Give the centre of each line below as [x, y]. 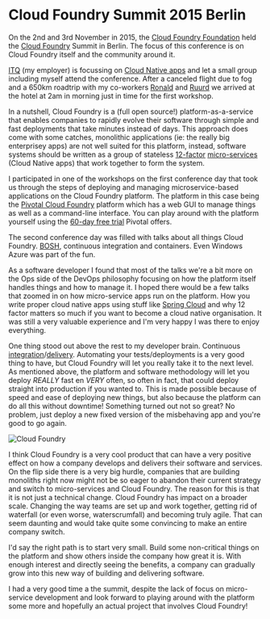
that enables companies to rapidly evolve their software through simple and [134, 120]
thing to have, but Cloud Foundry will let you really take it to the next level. [131, 363]
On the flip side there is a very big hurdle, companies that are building [124, 471]
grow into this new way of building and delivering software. [106, 573]
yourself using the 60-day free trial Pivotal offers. [90, 221]
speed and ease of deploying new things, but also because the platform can [135, 397]
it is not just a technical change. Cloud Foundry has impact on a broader [128, 497]
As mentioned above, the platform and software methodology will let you [129, 371]
